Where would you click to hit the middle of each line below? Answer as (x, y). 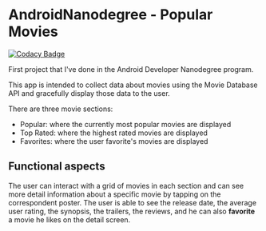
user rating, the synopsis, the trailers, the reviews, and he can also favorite (132, 211)
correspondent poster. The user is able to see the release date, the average (133, 202)
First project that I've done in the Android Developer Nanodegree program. (131, 69)
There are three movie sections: (61, 109)
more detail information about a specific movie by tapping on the (115, 194)
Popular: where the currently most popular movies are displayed (125, 124)
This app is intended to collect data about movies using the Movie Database (133, 85)
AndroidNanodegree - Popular (111, 15)
